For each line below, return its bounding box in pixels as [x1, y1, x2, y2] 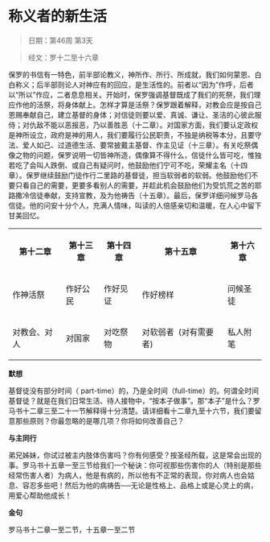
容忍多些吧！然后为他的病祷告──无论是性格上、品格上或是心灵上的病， [22, 480, 258, 490]
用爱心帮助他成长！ [8, 490, 72, 500]
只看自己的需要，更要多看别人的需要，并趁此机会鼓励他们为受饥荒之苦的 [14, 180, 255, 190]
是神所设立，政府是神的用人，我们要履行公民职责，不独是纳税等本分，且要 [8, 130, 255, 139]
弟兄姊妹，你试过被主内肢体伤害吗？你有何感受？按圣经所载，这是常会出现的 [8, 450, 262, 460]
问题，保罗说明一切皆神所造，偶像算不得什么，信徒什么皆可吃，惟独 [35, 150, 262, 159]
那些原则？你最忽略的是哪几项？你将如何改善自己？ [14, 416, 185, 425]
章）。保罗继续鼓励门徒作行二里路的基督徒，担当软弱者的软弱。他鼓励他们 [8, 170, 252, 180]
